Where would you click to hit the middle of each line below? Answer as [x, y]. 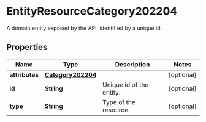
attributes [24, 74]
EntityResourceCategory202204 [92, 11]
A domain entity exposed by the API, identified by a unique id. [84, 28]
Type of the [119, 102]
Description [132, 64]
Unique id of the [125, 85]
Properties [27, 47]
